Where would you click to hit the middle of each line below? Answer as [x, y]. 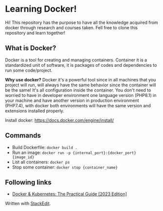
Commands [23, 136]
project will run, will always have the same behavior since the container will [81, 85]
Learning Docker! [41, 9]
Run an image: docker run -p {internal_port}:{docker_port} [74, 153]
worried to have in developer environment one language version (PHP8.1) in [81, 95]
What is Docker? [31, 48]
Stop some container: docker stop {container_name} [65, 167]
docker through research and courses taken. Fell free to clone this [71, 27]
